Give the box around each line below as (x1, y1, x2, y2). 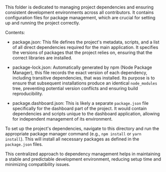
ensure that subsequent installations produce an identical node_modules (12, 80, 158, 86)
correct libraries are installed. (12, 55, 73, 61)
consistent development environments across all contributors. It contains (5, 9, 154, 15)
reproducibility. (12, 91, 44, 96)
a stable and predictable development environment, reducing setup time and (5, 156, 162, 162)
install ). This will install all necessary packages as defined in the (5, 136, 140, 142)
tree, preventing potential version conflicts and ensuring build (12, 86, 138, 91)
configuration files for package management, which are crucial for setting (5, 15, 156, 20)
